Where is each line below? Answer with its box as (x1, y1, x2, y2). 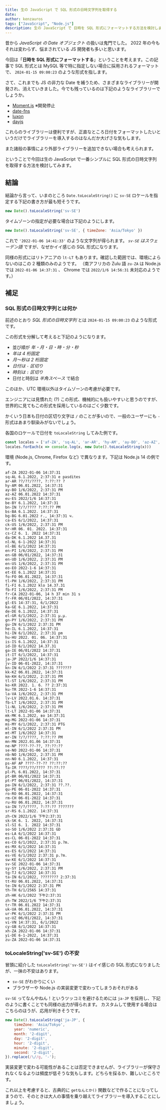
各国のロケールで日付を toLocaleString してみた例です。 (5, 430, 121, 436)
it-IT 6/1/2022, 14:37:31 (5, 653, 58, 658)
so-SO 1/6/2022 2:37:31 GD (5, 827, 61, 832)
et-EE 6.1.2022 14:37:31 (5, 570, 56, 575)
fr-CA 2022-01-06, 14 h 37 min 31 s (5, 592, 81, 597)
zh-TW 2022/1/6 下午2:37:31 (5, 898, 62, 903)
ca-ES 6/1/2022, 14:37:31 (5, 518, 58, 523)
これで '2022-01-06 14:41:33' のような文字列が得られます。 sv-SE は (5, 238, 145, 244)
